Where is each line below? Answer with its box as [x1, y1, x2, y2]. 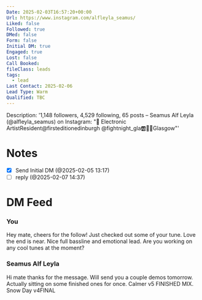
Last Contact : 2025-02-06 [6, 83, 72, 90]
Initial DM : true [6, 44, 51, 50]
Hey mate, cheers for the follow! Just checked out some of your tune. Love [6, 231, 196, 239]
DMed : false [6, 32, 37, 38]
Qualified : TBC [6, 94, 45, 101]
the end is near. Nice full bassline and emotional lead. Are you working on [6, 237, 193, 245]
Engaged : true [6, 49, 43, 55]
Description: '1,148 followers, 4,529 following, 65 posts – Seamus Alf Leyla [6, 111, 194, 118]
